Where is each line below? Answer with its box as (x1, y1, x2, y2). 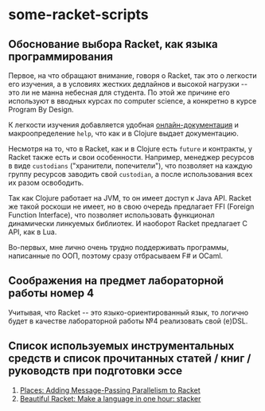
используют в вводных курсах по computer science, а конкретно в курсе (8, 96, 257, 105)
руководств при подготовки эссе (8, 364, 183, 378)
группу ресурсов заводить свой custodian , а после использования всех (8, 170, 253, 178)
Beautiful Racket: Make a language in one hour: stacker (19, 393, 201, 403)
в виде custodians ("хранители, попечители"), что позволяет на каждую (8, 161, 253, 170)
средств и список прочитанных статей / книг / (8, 352, 251, 366)
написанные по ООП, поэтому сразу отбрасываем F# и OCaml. (8, 251, 224, 260)
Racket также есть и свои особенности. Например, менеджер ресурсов (8, 153, 255, 162)
